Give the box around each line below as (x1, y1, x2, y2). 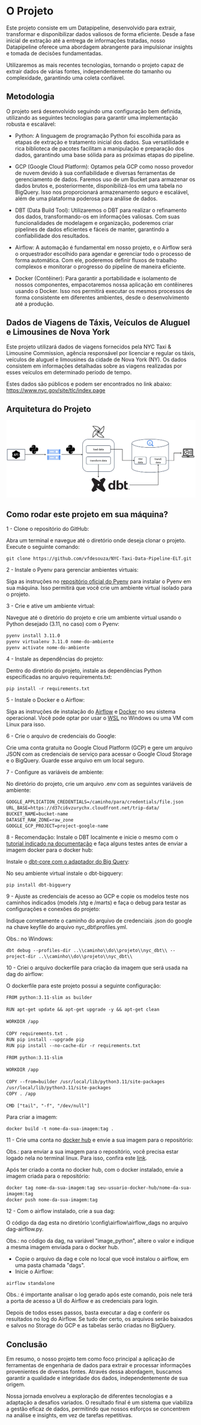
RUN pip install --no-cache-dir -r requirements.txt (6, 1043, 141, 1049)
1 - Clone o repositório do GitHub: (6, 525, 89, 533)
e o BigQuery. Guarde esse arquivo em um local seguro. (6, 757, 145, 764)
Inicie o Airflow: (14, 1268, 54, 1275)
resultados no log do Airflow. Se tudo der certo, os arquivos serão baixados (6, 1315, 193, 1323)
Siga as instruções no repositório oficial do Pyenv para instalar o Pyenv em (6, 578, 191, 585)
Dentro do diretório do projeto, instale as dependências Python (6, 667, 162, 675)
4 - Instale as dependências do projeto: (6, 655, 104, 663)
